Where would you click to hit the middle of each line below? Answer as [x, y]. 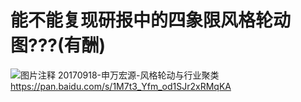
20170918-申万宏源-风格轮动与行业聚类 [138, 75]
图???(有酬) [58, 45]
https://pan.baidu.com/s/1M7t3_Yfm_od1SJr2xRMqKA [121, 86]
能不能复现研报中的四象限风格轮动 [151, 20]
